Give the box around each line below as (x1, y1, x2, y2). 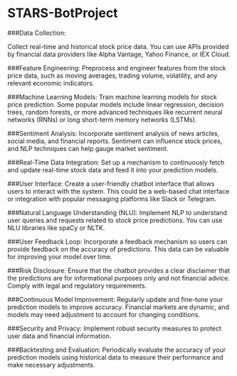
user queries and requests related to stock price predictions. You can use (7, 216, 223, 224)
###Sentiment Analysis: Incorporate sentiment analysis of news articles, (7, 129, 220, 137)
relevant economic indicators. (7, 78, 95, 87)
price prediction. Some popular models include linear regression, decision (7, 100, 224, 108)
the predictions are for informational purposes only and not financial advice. (7, 273, 230, 282)
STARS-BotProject (7, 5, 119, 21)
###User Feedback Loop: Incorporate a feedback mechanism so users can (7, 237, 228, 246)
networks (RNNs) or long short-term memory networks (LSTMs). (7, 115, 197, 124)
